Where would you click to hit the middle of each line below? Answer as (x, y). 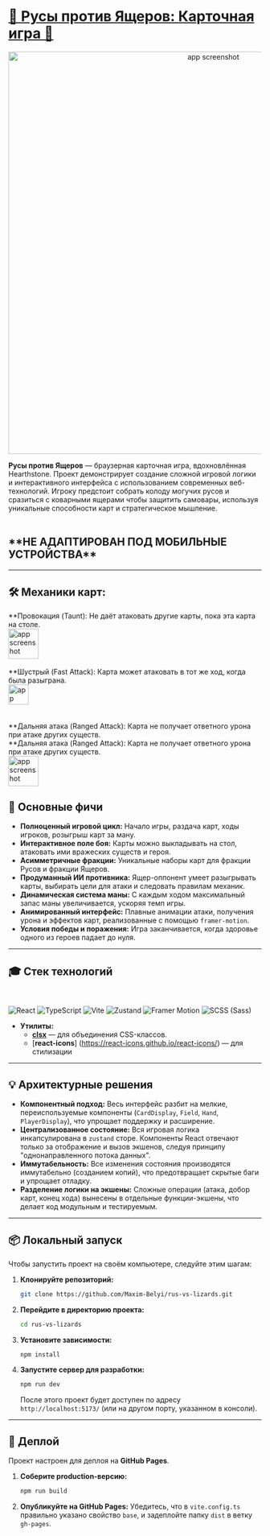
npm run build (43, 1491)
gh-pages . (36, 1524)
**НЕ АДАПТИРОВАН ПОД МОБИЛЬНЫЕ (118, 542)
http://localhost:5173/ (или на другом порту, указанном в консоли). (139, 1409)
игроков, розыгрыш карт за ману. (78, 835)
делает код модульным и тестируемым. (89, 1206)
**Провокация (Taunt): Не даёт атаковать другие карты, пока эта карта (132, 616)
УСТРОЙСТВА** (53, 555)
